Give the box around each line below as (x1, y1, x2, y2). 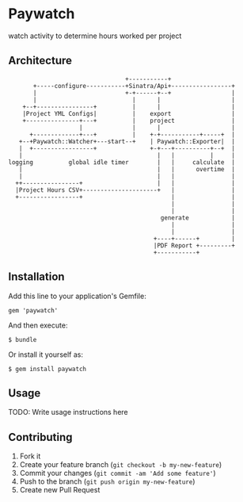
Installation (8, 270, 65, 284)
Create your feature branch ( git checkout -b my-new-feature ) (19, 460, 222, 469)
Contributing (8, 430, 73, 444)
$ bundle (8, 335, 37, 343)
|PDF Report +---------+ (153, 241, 236, 250)
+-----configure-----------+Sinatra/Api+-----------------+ (32, 82, 236, 90)
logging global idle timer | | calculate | (8, 158, 236, 167)
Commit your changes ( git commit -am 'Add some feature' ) (19, 469, 216, 478)
